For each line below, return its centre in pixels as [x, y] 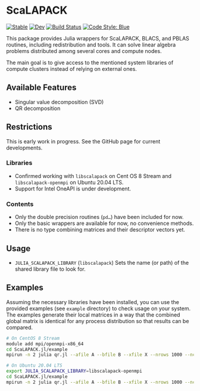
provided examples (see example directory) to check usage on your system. [99, 308]
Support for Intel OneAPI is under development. [73, 189]
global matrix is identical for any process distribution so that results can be [98, 321]
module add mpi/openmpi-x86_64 [45, 344]
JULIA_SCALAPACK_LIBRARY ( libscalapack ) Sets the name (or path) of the [102, 262]
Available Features [41, 88]
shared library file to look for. [50, 269]
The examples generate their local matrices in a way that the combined [93, 315]
